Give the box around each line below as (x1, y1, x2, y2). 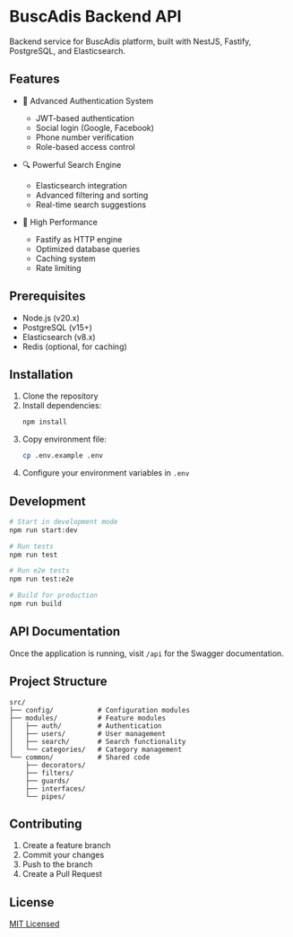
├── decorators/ (25, 760, 87, 769)
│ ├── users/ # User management (9, 729, 167, 738)
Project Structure (9, 674, 108, 689)
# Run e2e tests (9, 566, 70, 575)
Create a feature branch (22, 840, 111, 851)
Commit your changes (22, 850, 105, 861)
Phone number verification (35, 132, 134, 143)
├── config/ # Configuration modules (9, 705, 191, 714)
